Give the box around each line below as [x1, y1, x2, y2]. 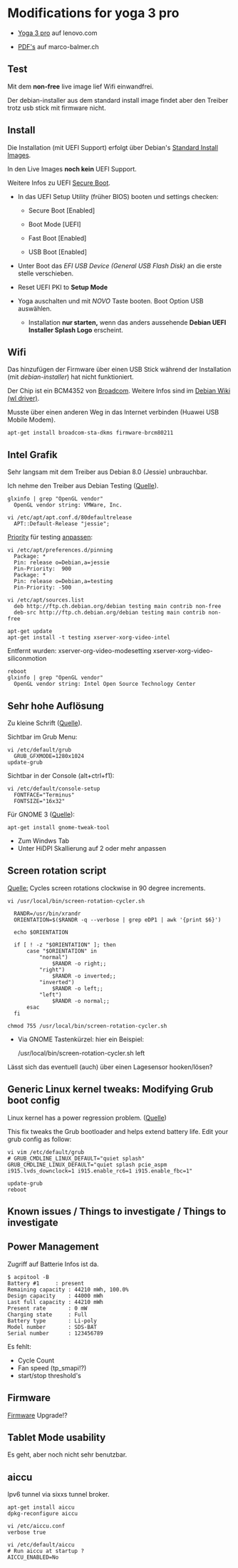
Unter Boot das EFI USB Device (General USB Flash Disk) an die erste [17, 261, 222, 270]
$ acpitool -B [7, 1273, 50, 1280]
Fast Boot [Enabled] [28, 233, 87, 242]
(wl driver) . [7, 394, 40, 403]
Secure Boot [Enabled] [28, 206, 95, 215]
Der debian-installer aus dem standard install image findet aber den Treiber [7, 96, 229, 104]
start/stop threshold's [17, 1371, 82, 1380]
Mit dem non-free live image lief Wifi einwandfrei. [7, 82, 154, 91]
